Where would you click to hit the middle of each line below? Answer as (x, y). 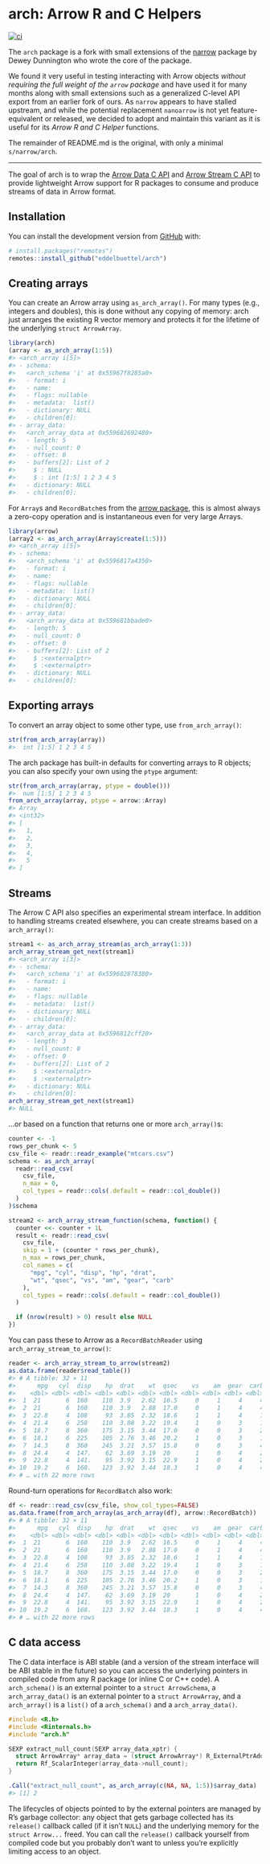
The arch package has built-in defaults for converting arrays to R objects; (130, 762)
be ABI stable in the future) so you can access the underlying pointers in (128, 1670)
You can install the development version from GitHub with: (104, 236)
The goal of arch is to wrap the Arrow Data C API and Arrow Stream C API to (135, 174)
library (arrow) (34, 531)
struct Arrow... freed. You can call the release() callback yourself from (129, 1834)
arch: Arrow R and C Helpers (105, 14)
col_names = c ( (48, 1266)
